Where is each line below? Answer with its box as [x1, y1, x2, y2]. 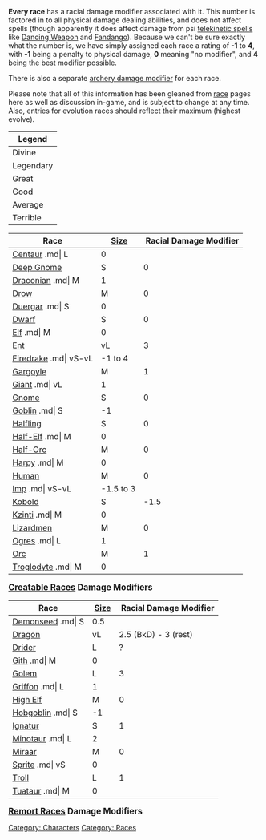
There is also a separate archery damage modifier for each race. [8, 74, 222, 83]
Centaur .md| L [12, 248, 69, 260]
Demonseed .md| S [12, 616, 85, 627]
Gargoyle [12, 366, 47, 377]
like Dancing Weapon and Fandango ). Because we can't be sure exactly [8, 32, 246, 42]
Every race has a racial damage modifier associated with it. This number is [8, 7, 256, 16]
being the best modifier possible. [8, 58, 118, 67]
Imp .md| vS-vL [12, 483, 72, 494]
